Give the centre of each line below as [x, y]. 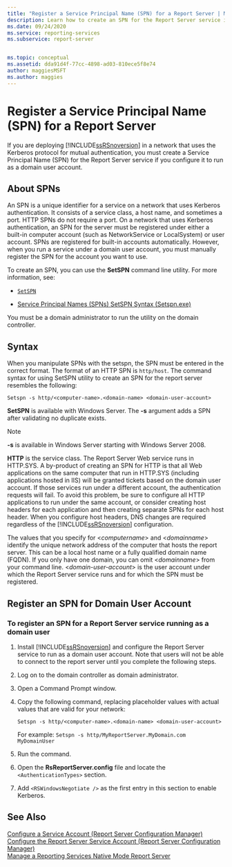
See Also [27, 817]
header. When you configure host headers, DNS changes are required [107, 517]
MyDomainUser [36, 741]
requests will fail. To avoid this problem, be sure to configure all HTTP [106, 495]
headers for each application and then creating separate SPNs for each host [116, 510]
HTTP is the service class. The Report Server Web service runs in [101, 458]
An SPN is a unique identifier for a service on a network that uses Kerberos [114, 205]
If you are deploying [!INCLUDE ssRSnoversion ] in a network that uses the [112, 145]
